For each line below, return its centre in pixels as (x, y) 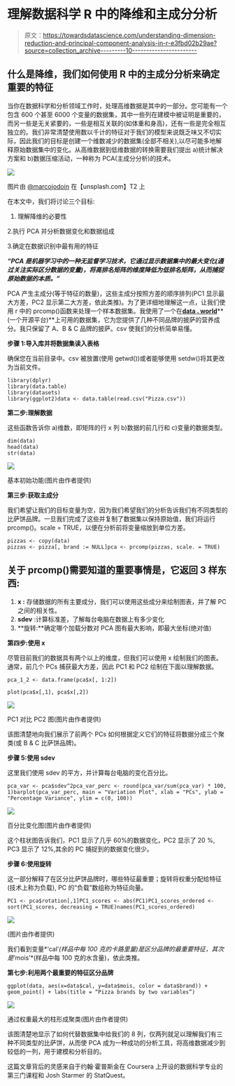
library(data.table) (37, 387)
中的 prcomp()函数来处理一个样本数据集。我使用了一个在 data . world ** (121, 311)
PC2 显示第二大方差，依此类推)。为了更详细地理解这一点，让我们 (125, 302)
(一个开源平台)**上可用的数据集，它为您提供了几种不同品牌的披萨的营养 (111, 319)
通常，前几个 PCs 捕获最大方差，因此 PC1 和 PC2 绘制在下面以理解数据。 (113, 666)
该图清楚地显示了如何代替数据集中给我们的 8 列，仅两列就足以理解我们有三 (115, 1034)
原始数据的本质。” (34, 279)
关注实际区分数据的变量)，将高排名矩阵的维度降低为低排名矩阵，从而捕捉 (119, 269)
